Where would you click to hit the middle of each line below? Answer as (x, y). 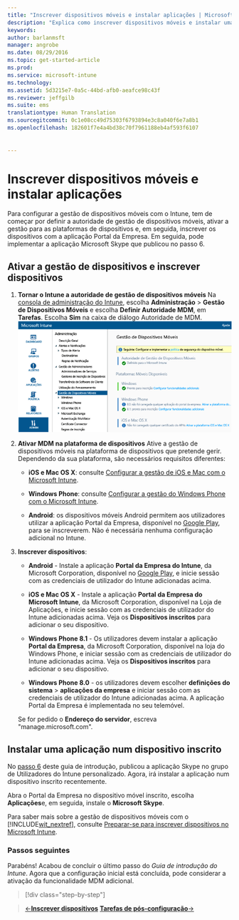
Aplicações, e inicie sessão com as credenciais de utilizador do (121, 610)
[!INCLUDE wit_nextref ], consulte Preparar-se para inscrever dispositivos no (118, 825)
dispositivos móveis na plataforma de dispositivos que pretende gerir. (119, 451)
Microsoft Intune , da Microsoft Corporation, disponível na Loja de (125, 602)
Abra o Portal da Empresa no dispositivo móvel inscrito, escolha (101, 795)
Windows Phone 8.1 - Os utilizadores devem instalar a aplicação (123, 639)
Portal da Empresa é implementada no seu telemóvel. (106, 705)
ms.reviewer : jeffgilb (41, 98)
